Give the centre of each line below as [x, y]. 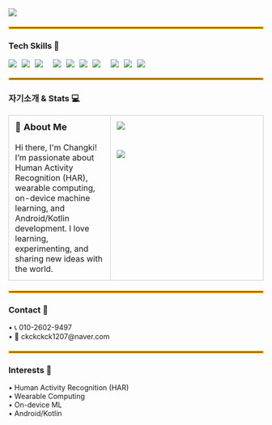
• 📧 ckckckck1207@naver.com [59, 336]
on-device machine [53, 198]
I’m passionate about [55, 157]
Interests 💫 [30, 370]
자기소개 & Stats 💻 [44, 99]
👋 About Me [41, 127]
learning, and [40, 208]
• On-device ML [35, 405]
